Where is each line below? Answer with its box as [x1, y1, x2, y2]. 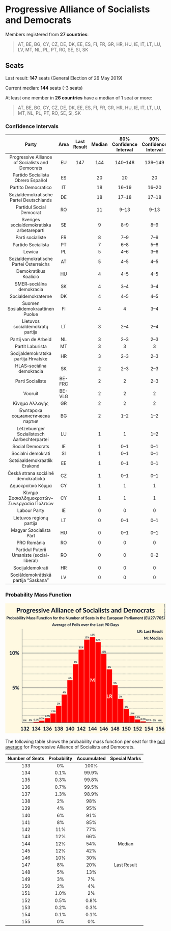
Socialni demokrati [11, 450, 50, 457]
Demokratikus [16, 268, 46, 274]
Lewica [23, 248, 39, 254]
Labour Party [17, 507, 45, 513]
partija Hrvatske [14, 356, 48, 362]
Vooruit [23, 391, 39, 397]
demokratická [16, 475, 45, 481]
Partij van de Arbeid [10, 336, 52, 342]
